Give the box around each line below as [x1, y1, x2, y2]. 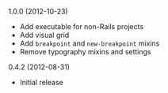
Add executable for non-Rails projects [19, 22, 144, 31]
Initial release [19, 78, 63, 87]
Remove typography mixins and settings [19, 47, 151, 56]
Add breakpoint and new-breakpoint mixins [19, 39, 160, 48]
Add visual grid [19, 31, 70, 39]
